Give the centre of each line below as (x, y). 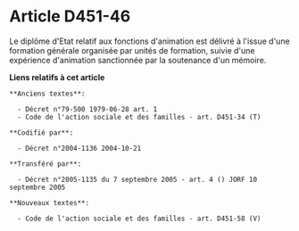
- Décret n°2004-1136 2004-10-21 (79, 148)
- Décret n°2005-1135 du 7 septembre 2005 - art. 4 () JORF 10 (137, 179)
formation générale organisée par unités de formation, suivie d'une (132, 50)
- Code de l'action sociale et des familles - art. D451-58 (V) (139, 219)
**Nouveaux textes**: (50, 202)
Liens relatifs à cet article (57, 77)
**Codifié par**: (42, 132)
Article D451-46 (70, 16)
